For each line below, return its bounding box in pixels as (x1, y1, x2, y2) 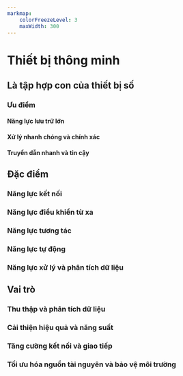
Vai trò (7, 284, 36, 296)
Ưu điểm (7, 100, 36, 110)
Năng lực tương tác (7, 226, 72, 235)
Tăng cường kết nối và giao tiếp (7, 341, 113, 351)
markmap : (7, 10, 32, 17)
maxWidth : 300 (19, 23, 59, 30)
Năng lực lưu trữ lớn (7, 117, 65, 126)
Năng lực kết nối (7, 189, 63, 198)
